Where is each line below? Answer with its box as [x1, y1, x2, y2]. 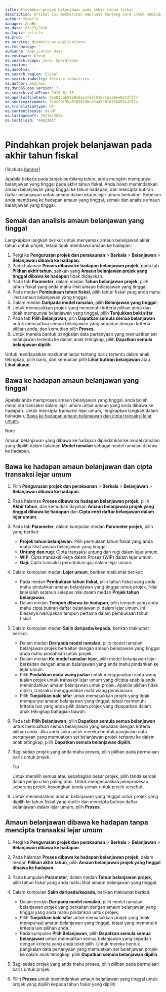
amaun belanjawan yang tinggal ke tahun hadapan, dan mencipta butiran [5, 186, 153, 192]
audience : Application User [5, 49, 63, 54]
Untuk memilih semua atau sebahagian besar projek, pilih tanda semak [12, 773, 157, 779]
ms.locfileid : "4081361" [5, 117, 56, 123]
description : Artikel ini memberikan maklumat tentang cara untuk [5, 12, 145, 17]
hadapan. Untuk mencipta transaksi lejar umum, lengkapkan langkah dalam [5, 408, 158, 414]
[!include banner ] [5, 166, 41, 172]
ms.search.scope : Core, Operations [5, 58, 79, 63]
